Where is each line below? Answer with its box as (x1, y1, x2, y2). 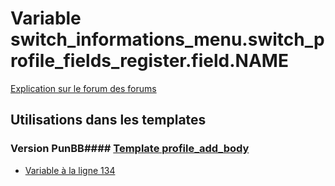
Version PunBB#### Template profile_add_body (10, 142, 250, 156)
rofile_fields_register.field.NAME (10, 50, 289, 72)
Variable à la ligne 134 (24, 164, 116, 176)
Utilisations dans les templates (10, 112, 207, 129)
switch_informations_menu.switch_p (10, 28, 325, 51)
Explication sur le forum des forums (10, 82, 157, 94)
